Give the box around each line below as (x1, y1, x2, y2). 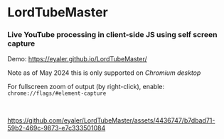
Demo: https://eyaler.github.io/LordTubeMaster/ (7, 55, 147, 63)
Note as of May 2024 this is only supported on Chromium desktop (7, 68, 201, 77)
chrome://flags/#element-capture (7, 90, 107, 97)
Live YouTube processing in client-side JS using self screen (7, 30, 218, 40)
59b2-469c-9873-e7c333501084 (7, 124, 106, 133)
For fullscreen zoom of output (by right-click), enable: (7, 83, 165, 91)
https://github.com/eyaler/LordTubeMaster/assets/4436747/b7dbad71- (7, 116, 215, 125)
